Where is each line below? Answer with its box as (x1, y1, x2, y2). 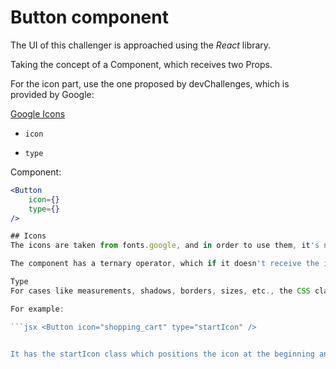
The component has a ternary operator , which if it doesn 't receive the (10, 259, 320, 269)
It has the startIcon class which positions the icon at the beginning (10, 349, 315, 359)
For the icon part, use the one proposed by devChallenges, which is (10, 77, 290, 90)
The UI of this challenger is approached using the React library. (10, 39, 272, 51)
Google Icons (10, 107, 66, 120)
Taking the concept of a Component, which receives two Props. (10, 58, 273, 70)
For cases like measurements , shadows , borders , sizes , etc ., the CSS (10, 286, 311, 296)
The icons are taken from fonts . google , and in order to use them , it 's (10, 241, 320, 251)
